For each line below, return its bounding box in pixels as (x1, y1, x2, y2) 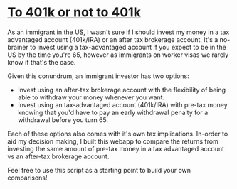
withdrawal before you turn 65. (17, 115, 109, 124)
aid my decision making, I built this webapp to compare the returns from (7, 136, 218, 146)
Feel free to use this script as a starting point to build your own (7, 166, 191, 174)
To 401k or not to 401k (7, 4, 141, 21)
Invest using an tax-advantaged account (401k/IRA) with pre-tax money (17, 100, 228, 109)
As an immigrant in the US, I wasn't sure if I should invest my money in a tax (7, 28, 230, 36)
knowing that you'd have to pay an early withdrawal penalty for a (17, 108, 209, 117)
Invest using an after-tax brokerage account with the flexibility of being (17, 85, 226, 94)
